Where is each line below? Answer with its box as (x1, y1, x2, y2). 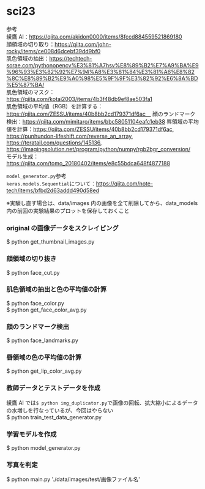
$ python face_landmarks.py (6, 337, 78, 344)
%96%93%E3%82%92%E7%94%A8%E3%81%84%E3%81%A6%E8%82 (6, 68, 195, 75)
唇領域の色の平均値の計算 (6, 353, 82, 362)
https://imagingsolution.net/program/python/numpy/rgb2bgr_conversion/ (6, 145, 191, 152)
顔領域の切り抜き (6, 255, 57, 263)
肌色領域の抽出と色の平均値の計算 (6, 285, 107, 294)
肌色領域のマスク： (6, 88, 55, 95)
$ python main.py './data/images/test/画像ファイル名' (6, 476, 141, 483)
